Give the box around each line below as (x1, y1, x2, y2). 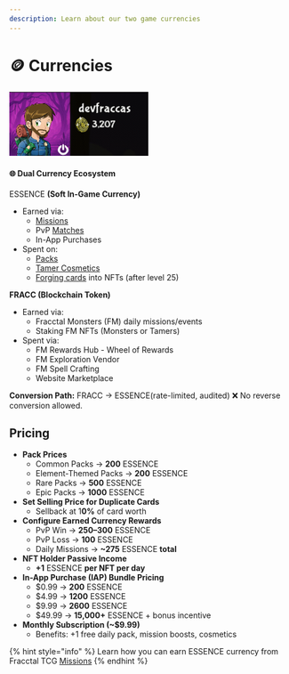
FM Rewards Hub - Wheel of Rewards (35, 344, 174, 355)
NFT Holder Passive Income (21, 553, 127, 564)
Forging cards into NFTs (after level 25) (35, 272, 180, 282)
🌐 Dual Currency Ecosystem (9, 168, 116, 178)
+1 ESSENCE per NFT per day (35, 563, 146, 573)
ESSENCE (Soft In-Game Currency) (9, 188, 140, 199)
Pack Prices (21, 450, 68, 460)
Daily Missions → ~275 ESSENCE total (35, 544, 178, 555)
